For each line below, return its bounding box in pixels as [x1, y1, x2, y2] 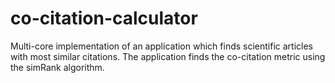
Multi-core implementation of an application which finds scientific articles [10, 40, 313, 52]
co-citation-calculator [10, 7, 198, 30]
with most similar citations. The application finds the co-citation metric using [10, 50, 326, 62]
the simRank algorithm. [10, 61, 105, 73]
